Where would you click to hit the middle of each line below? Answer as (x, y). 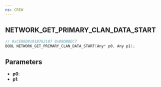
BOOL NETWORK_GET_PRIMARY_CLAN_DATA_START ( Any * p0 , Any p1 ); (70, 46)
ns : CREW (14, 10)
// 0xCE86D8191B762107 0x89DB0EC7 (41, 41)
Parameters (24, 62)
